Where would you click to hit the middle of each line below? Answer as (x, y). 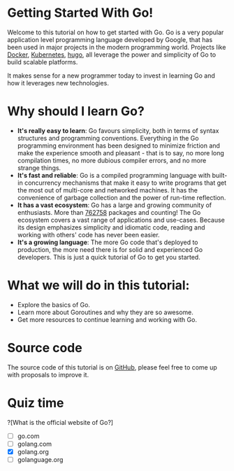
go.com (28, 436)
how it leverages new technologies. (58, 83)
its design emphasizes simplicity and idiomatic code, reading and (111, 227)
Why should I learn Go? (76, 112)
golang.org (33, 451)
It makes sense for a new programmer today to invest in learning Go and (111, 76)
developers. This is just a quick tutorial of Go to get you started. (109, 257)
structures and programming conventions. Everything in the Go (108, 138)
